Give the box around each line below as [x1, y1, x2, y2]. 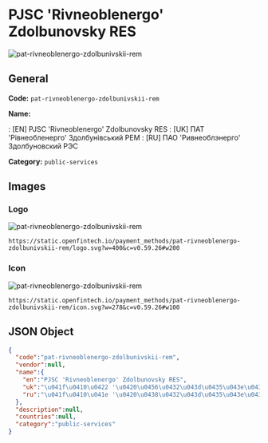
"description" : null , [15, 405, 84, 413]
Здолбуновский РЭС [8, 141, 78, 151]
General [8, 72, 49, 85]
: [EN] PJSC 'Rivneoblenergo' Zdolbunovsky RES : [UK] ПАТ [8, 124, 205, 133]
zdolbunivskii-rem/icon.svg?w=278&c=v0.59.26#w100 [8, 303, 180, 311]
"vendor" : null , [15, 361, 66, 369]
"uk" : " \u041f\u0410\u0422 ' [22, 383, 116, 391]
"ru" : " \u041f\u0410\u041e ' [22, 390, 116, 398]
